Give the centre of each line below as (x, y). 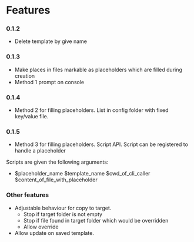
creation (25, 76)
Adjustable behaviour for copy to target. (63, 208)
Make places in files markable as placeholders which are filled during (98, 69)
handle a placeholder (40, 151)
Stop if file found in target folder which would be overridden (96, 220)
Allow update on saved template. (54, 233)
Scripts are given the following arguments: (57, 162)
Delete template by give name (51, 41)
